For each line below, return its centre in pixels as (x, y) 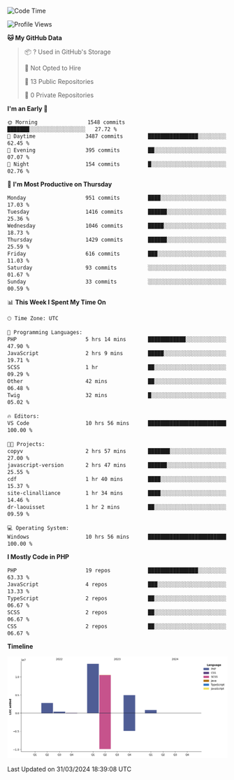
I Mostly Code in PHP (38, 557)
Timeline (20, 646)
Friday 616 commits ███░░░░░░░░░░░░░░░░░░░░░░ (117, 254)
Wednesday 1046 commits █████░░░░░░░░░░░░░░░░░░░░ (117, 226)
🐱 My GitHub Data (35, 38)
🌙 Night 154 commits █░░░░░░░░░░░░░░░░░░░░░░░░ (117, 164)
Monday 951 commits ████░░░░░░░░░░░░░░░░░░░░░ (117, 198)
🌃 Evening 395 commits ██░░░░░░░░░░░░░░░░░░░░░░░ (117, 150)
